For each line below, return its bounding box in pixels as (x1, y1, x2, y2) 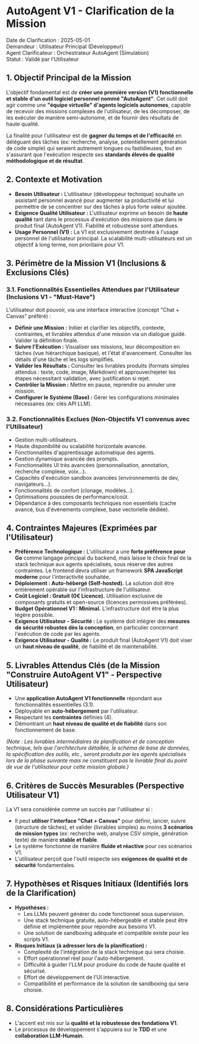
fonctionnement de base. (14, 726, 77, 734)
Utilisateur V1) (6, 790, 60, 800)
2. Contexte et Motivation (6, 175, 102, 185)
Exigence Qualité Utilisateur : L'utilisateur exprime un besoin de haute (14, 209, 188, 216)
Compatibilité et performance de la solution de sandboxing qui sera (23, 980, 189, 987)
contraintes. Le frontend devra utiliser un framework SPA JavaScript (14, 567, 183, 574)
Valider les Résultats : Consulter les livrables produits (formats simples (14, 362, 189, 369)
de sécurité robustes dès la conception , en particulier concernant (14, 624, 178, 631)
